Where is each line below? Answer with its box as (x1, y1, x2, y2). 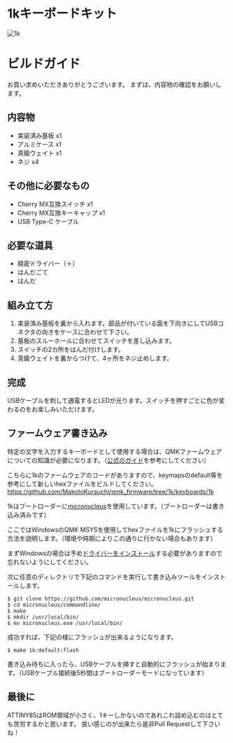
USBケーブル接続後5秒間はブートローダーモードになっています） (22, 668, 208, 677)
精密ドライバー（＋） (17, 259, 79, 268)
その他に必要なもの (7, 180, 90, 192)
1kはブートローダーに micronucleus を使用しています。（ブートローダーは (7, 501, 213, 510)
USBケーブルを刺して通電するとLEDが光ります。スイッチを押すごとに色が (7, 396, 219, 404)
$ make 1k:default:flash (7, 647, 79, 654)
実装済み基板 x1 (17, 131, 63, 140)
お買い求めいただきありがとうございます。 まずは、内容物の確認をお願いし (7, 80, 222, 89)
